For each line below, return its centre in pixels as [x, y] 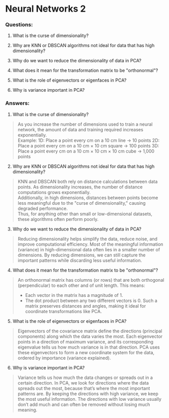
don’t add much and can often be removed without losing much [84, 404]
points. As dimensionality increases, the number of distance [80, 187]
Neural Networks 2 [46, 9]
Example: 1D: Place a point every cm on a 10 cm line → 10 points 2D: [89, 140]
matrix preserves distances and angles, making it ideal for [86, 306]
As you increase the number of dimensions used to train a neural [85, 124]
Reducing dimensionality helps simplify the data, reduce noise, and [88, 239]
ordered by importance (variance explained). [64, 358]
